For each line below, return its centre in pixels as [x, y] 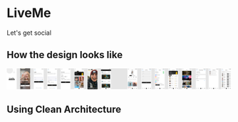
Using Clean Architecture [64, 109]
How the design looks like [64, 55]
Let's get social [29, 33]
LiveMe [29, 13]
